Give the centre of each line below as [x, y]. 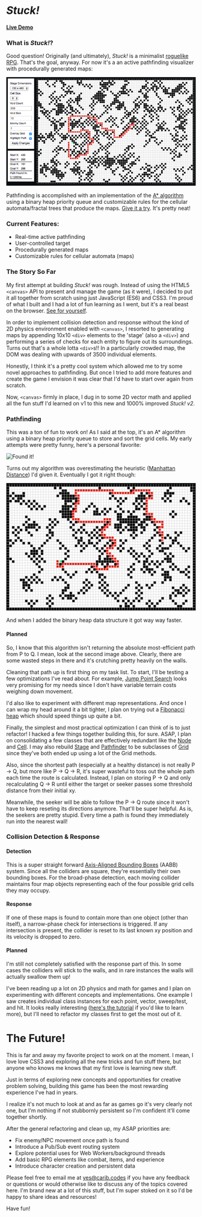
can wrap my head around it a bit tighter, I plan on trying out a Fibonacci [96, 709]
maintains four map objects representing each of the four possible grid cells [100, 884]
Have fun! [18, 1209]
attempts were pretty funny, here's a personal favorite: [74, 445]
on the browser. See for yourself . [47, 311]
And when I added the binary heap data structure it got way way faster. [94, 620]
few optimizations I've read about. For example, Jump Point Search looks [97, 678]
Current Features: [33, 224]
